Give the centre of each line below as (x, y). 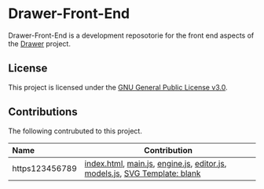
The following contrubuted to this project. (75, 131)
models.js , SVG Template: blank (143, 173)
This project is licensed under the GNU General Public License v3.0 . (118, 87)
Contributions (43, 112)
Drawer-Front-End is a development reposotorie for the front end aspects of (131, 35)
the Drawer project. (39, 43)
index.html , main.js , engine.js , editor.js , (156, 163)
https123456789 (44, 168)
